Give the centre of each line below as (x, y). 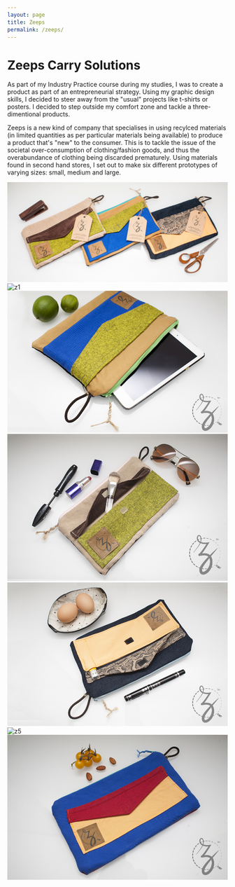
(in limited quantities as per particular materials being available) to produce (115, 135)
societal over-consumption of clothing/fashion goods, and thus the (104, 150)
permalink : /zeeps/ (36, 29)
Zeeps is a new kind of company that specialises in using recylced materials (117, 128)
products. (56, 114)
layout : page (26, 15)
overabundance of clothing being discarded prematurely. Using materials (113, 158)
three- (202, 107)
